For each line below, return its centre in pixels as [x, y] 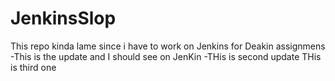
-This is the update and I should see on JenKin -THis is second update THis [166, 56]
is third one [33, 67]
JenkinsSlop [63, 18]
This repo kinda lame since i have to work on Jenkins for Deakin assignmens [168, 46]
